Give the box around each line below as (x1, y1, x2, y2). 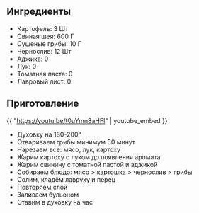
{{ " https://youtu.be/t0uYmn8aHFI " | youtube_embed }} (6, 116, 168, 125)
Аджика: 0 (16, 54, 49, 63)
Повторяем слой (16, 183, 68, 191)
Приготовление (6, 98, 79, 110)
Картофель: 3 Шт (16, 24, 69, 33)
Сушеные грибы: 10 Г (16, 39, 82, 48)
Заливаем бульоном (16, 190, 79, 199)
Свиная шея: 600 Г (16, 32, 74, 40)
